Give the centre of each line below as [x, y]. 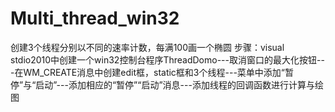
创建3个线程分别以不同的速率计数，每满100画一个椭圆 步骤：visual [147, 47]
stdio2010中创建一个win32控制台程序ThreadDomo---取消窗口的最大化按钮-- [167, 59]
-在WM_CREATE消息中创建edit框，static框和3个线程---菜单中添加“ [147, 72]
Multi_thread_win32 [95, 18]
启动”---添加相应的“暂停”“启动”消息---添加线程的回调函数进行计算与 [175, 84]
